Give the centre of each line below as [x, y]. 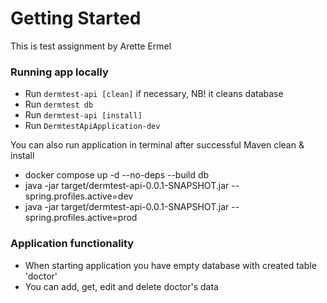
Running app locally [59, 72]
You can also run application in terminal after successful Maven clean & [157, 145]
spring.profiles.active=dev [79, 196]
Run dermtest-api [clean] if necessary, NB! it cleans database [154, 94]
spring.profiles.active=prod [81, 218]
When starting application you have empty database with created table [170, 265]
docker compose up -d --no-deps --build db [117, 175]
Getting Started [76, 18]
